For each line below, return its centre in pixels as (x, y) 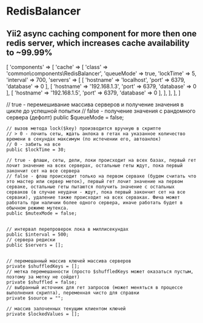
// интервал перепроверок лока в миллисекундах (68, 229)
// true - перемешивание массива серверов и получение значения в (95, 105)
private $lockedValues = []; (43, 314)
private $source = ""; (35, 298)
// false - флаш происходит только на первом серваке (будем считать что (101, 176)
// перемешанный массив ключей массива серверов (69, 261)
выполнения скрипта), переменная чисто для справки (73, 293)
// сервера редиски (31, 240)
